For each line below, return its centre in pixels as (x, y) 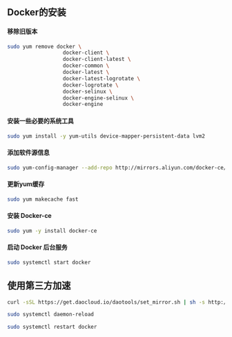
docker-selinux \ (87, 91)
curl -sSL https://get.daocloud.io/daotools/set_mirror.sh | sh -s (106, 302)
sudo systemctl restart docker (52, 327)
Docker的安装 (37, 12)
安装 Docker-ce (29, 216)
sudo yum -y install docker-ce (52, 230)
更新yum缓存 (26, 184)
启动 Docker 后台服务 (37, 247)
